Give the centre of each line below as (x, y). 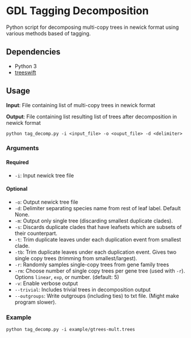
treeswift (25, 72)
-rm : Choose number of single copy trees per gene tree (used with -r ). (100, 271)
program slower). (36, 302)
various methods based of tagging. (48, 33)
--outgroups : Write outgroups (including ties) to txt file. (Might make (97, 296)
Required (18, 163)
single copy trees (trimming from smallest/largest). (76, 258)
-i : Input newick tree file (44, 175)
